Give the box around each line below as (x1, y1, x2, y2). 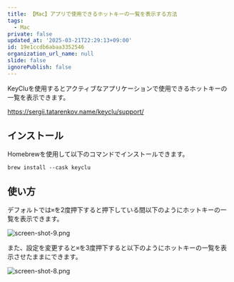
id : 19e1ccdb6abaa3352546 (7, 44, 84, 51)
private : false (7, 30, 53, 38)
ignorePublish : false (7, 64, 72, 71)
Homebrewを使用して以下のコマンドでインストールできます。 (7, 150, 189, 158)
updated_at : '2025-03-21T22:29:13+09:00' (7, 37, 133, 44)
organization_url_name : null (7, 51, 94, 58)
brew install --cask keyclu (7, 164, 91, 171)
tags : (7, 17, 24, 24)
